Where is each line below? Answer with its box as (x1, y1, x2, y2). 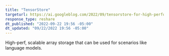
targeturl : (5, 12, 28, 17)
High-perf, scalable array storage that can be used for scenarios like (5, 39, 147, 45)
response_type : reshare (5, 16, 55, 21)
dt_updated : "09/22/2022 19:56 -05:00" (5, 26, 89, 31)
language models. (5, 45, 43, 51)
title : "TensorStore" (5, 7, 51, 12)
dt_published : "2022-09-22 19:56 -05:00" (5, 21, 94, 26)
